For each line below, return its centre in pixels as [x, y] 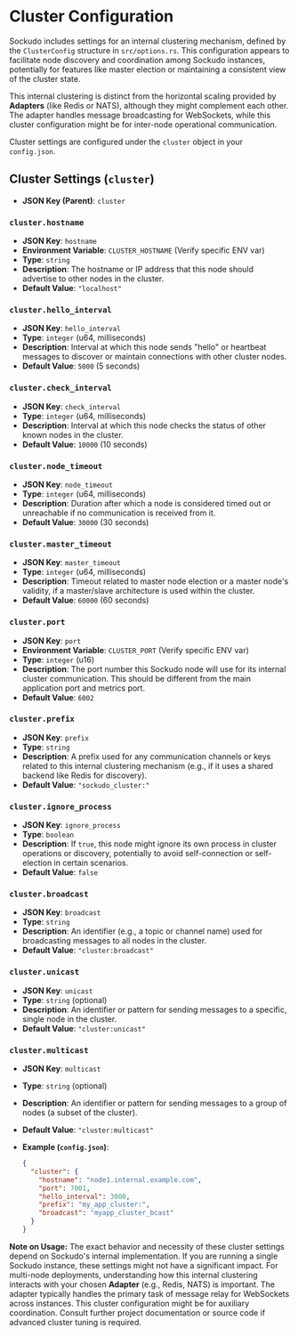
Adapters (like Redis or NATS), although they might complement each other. [149, 105]
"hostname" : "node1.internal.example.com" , [120, 1180]
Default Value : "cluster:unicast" [84, 1028]
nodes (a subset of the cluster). [80, 1113]
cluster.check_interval [61, 388]
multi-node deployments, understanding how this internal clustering [133, 1275]
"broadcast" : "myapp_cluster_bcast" [106, 1213]
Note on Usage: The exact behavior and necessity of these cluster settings [147, 1246]
